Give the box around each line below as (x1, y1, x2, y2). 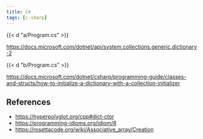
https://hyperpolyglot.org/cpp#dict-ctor (15, 113, 115, 120)
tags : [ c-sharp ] (6, 15, 47, 21)
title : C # (6, 8, 32, 15)
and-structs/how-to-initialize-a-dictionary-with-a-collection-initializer (6, 80, 181, 87)
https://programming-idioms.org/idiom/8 (15, 120, 117, 127)
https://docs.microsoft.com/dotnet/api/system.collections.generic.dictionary (6, 43, 198, 50)
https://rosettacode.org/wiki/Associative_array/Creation (15, 126, 154, 134)
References (6, 97, 51, 107)
